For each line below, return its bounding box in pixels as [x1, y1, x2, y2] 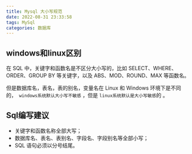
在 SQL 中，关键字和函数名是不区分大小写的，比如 [6, 65, 127, 72]
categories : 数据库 [6, 25, 51, 31]
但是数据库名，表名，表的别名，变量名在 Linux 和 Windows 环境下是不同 [6, 84, 181, 91]
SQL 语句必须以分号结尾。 [14, 142, 78, 149]
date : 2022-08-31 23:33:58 [6, 14, 72, 20]
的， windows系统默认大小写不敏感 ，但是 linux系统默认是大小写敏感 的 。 [6, 92, 169, 99]
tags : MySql [6, 19, 35, 25]
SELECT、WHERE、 [128, 65, 177, 72]
